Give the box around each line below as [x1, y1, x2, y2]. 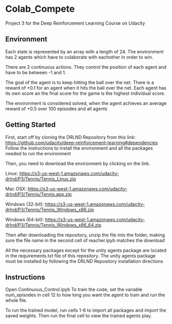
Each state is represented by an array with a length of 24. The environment [5, 48, 164, 54]
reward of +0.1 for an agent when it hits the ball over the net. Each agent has [5, 85, 167, 91]
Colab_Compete [5, 3, 75, 15]
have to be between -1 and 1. [5, 69, 66, 75]
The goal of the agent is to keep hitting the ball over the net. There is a [5, 79, 154, 85]
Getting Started [5, 120, 56, 129]
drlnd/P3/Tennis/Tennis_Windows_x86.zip [5, 206, 94, 213]
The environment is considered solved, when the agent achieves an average [5, 100, 167, 106]
